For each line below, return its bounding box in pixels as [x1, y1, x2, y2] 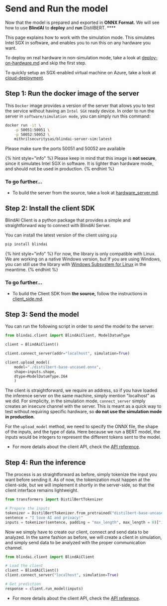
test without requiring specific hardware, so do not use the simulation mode [5, 409, 162, 415]
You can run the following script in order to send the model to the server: [5, 323, 154, 329]
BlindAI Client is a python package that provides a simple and [5, 217, 131, 223]
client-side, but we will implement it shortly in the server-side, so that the [5, 482, 155, 488]
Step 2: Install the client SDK [5, 204, 95, 212]
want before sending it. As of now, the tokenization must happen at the [5, 477, 150, 483]
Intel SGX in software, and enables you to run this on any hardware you [5, 39, 151, 45]
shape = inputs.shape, [14, 369, 57, 374]
